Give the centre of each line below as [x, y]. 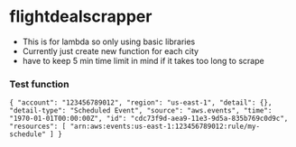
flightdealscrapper [81, 17]
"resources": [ [38, 127]
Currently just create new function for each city [111, 51]
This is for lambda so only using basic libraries [109, 41]
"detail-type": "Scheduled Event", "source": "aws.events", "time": [141, 111]
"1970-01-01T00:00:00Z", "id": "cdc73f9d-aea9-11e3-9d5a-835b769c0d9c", [149, 119]
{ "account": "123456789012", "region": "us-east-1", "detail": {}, [141, 103]
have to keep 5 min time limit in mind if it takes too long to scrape [143, 60]
